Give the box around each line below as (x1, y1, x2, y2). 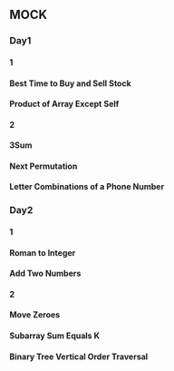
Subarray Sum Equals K (9, 330, 101, 341)
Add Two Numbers (9, 268, 82, 279)
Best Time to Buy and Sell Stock (9, 77, 131, 89)
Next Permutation (9, 161, 78, 171)
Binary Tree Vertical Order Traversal (9, 351, 149, 362)
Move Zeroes (9, 309, 61, 320)
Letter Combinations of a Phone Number (9, 181, 165, 192)
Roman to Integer (9, 247, 76, 258)
